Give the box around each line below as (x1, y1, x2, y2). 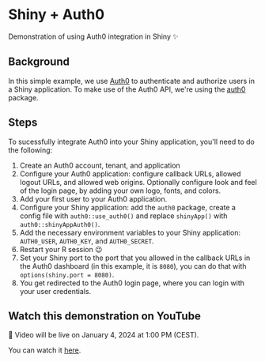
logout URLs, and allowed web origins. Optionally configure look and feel (19, 177, 257, 187)
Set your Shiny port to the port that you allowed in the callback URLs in (19, 253, 251, 262)
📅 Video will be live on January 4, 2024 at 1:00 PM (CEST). (8, 330, 199, 340)
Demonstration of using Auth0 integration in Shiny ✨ (8, 32, 180, 41)
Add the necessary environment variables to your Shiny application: (19, 228, 241, 237)
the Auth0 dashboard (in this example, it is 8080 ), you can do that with (19, 261, 247, 270)
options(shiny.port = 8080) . (19, 270, 115, 279)
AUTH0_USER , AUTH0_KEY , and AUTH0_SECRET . (19, 236, 154, 246)
